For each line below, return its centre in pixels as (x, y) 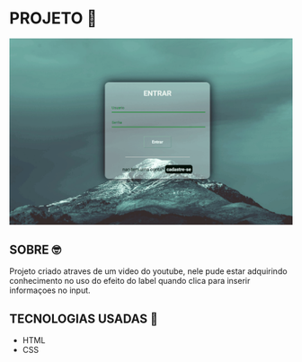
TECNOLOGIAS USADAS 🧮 (84, 318)
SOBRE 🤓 (35, 250)
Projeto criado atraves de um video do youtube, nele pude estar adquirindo (148, 271)
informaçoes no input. (50, 290)
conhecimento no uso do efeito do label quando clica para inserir (130, 281)
